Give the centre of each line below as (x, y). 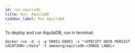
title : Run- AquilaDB (27, 14)
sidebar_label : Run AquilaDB (35, 19)
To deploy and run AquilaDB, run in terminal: (50, 33)
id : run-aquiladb (23, 10)
